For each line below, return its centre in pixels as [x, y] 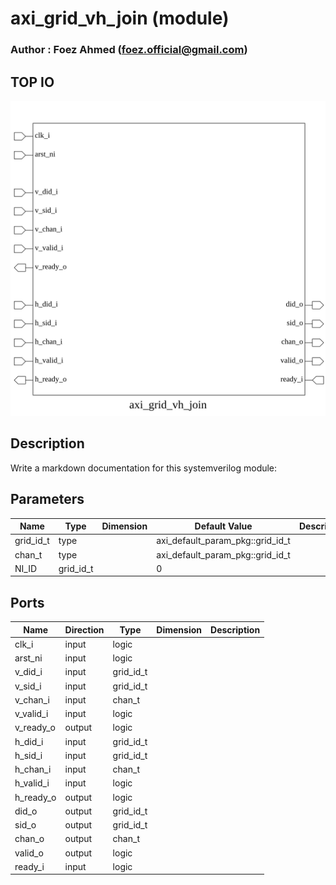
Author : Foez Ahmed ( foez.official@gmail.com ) [129, 50]
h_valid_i [32, 783]
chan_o [29, 839]
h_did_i [29, 741]
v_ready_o [35, 728]
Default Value [223, 526]
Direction [84, 629]
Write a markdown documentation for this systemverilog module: [144, 468]
